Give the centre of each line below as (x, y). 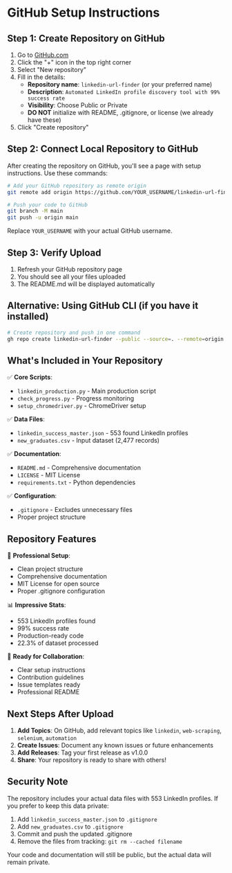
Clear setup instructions (51, 670)
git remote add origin (40, 192)
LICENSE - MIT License (49, 475)
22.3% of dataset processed (58, 643)
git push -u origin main (43, 218)
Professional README (48, 692)
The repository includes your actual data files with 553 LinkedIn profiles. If (113, 798)
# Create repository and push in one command (74, 333)
